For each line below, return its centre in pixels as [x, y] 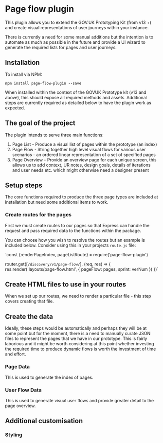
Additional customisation [44, 421]
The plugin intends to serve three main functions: [54, 135]
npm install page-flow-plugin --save [43, 83]
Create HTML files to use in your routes [66, 285]
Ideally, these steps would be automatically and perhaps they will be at [76, 328]
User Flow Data [23, 390]
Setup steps [24, 185]
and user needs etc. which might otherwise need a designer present [81, 170]
